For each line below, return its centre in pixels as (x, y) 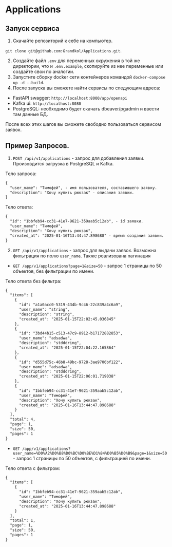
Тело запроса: (21, 174)
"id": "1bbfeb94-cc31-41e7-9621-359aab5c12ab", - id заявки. (77, 221)
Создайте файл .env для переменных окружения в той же (76, 61)
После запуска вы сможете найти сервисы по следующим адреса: (87, 88)
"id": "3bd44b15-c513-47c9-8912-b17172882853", (71, 333)
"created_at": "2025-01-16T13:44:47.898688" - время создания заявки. (87, 235)
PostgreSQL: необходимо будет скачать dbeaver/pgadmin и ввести (86, 109)
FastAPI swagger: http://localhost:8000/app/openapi (70, 98)
